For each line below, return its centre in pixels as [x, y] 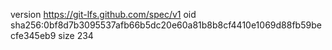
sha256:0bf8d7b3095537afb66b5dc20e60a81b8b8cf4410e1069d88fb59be [166, 25]
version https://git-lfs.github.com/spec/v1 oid [103, 14]
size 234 [76, 35]
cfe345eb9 [33, 35]
